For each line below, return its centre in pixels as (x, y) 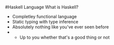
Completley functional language (44, 16)
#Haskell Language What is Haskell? (42, 7)
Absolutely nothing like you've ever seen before (60, 27)
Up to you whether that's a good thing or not (65, 37)
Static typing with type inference (45, 22)
